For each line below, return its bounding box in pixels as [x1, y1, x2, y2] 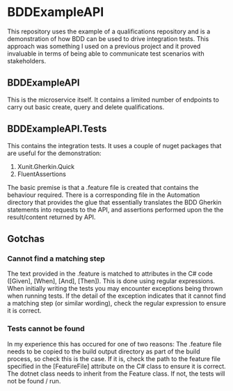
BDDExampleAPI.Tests [7, 123, 107, 135]
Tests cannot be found [7, 324, 85, 334]
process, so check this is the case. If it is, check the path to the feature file [7, 354, 221, 362]
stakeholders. [7, 56, 47, 65]
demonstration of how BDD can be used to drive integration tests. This [7, 34, 209, 42]
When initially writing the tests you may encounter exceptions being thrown [7, 285, 223, 293]
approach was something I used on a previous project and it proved [7, 42, 201, 50]
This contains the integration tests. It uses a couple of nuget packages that [7, 141, 222, 150]
